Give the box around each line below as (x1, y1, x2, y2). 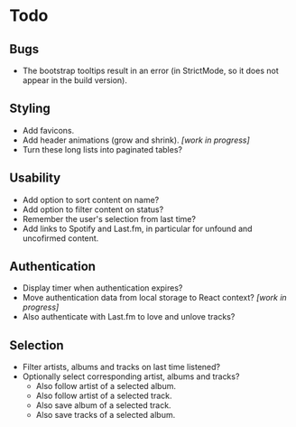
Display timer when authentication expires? (22, 283, 183, 293)
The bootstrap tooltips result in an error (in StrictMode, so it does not (22, 65, 279, 76)
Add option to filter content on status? (22, 204, 164, 215)
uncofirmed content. (22, 232, 99, 244)
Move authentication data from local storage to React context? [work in (22, 292, 287, 303)
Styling (9, 101, 51, 116)
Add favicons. (22, 125, 75, 135)
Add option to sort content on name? (22, 194, 160, 205)
